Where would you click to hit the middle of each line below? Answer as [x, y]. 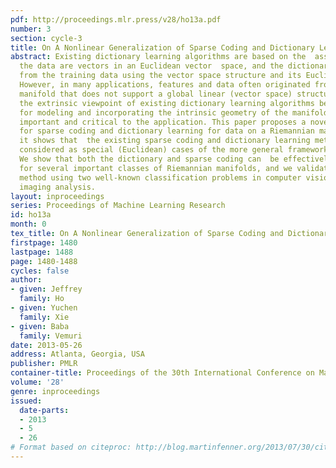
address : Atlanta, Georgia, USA [77, 354]
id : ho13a [31, 215]
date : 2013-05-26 [46, 345]
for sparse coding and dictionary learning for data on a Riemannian [167, 131]
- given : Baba [40, 326]
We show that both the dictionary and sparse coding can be [149, 159]
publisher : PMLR [44, 364]
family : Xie [44, 317]
